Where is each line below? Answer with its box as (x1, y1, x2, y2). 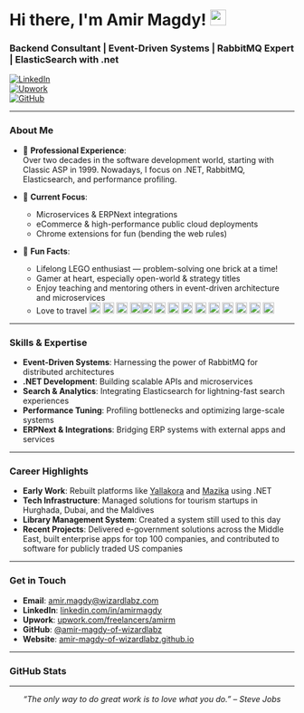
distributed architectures (22, 367, 115, 378)
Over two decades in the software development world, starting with (22, 154, 274, 165)
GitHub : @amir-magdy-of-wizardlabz (22, 623, 163, 634)
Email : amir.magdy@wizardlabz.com (22, 594, 159, 606)
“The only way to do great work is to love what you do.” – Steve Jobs (23, 693, 281, 704)
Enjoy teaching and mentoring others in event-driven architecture (35, 282, 280, 294)
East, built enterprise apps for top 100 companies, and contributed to (22, 534, 280, 544)
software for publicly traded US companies (22, 544, 184, 554)
